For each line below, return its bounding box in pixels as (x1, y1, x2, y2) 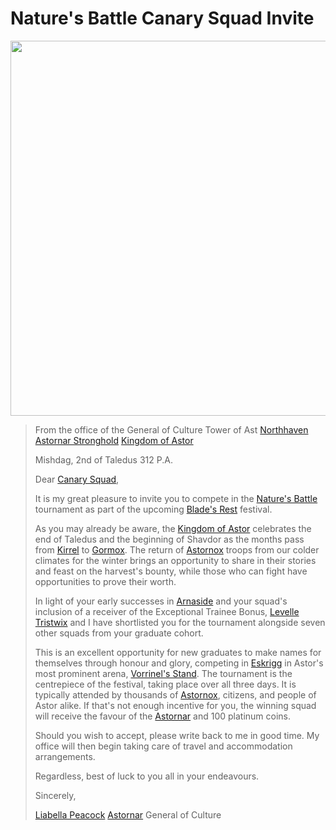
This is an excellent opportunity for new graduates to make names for (34, 646, 322, 658)
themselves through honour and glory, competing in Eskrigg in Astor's (34, 657, 324, 669)
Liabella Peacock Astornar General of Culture (34, 808, 222, 821)
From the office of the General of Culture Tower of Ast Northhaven (34, 423, 309, 436)
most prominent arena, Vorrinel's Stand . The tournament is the (34, 667, 293, 679)
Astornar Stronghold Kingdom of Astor (34, 434, 194, 446)
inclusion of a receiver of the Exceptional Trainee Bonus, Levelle (34, 605, 300, 617)
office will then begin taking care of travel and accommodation (34, 740, 293, 752)
